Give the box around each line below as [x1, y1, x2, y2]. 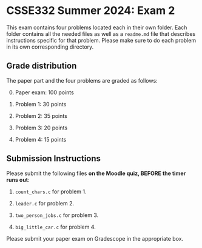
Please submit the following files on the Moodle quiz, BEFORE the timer [6, 170, 186, 177]
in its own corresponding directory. [6, 43, 94, 50]
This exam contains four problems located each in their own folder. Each [6, 24, 187, 31]
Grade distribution [6, 61, 77, 71]
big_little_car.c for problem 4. [15, 223, 96, 230]
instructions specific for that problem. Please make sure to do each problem [6, 36, 196, 44]
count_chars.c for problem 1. [15, 188, 87, 195]
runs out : [6, 176, 30, 183]
